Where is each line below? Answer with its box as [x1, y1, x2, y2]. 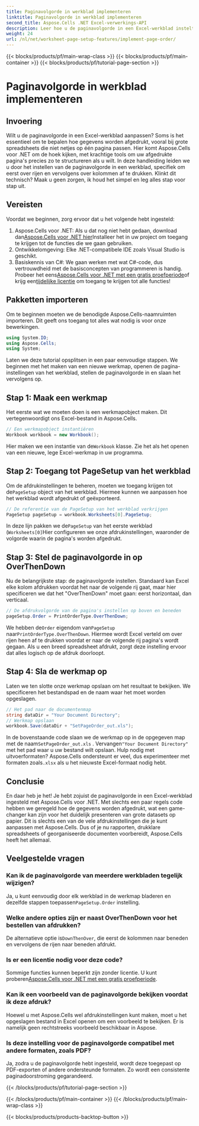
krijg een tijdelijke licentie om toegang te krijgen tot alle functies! [14, 277, 171, 284]
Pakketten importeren [6, 295, 88, 305]
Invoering [6, 116, 43, 126]
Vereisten [6, 200, 43, 210]
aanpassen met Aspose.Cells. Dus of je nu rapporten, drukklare [6, 824, 161, 831]
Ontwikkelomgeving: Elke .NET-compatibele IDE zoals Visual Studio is [14, 246, 185, 253]
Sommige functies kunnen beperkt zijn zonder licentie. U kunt [6, 969, 157, 976]
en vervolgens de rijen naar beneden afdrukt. [6, 941, 117, 948]
